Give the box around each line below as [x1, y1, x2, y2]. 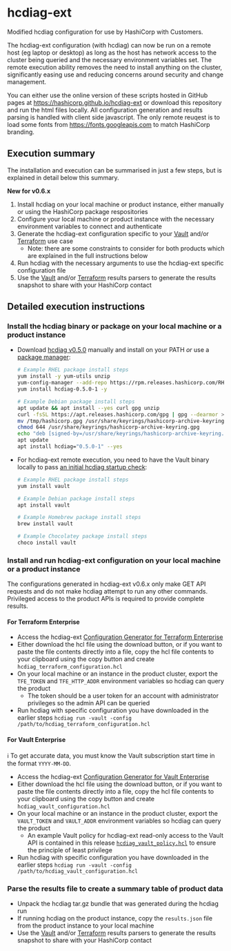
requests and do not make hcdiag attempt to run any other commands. [7, 587, 208, 596]
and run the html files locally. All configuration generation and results [7, 106, 203, 114]
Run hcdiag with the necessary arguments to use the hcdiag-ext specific [17, 259, 224, 267]
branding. [7, 128, 34, 136]
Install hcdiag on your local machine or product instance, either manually [17, 200, 224, 208]
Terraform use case [17, 237, 74, 245]
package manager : [17, 353, 71, 362]
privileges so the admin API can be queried [27, 699, 150, 707]
